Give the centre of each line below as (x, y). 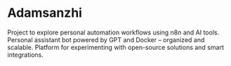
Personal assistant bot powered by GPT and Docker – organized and (106, 39)
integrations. (26, 55)
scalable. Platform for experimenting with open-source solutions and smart (116, 47)
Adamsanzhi (45, 13)
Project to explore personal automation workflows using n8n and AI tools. (113, 32)
